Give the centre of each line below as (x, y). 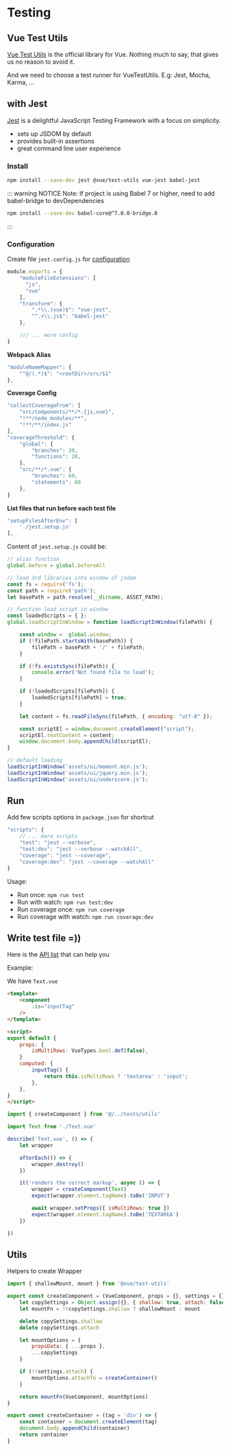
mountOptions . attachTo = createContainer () (94, 1378)
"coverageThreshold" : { (41, 437)
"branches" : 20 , (55, 450)
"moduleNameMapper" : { (39, 367)
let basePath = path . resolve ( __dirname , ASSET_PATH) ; (86, 597)
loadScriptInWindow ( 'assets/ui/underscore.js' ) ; (78, 779)
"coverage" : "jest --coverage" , (65, 855)
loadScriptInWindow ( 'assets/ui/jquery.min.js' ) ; (78, 773)
